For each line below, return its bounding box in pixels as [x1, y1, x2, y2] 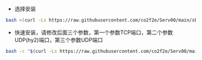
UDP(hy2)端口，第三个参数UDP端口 [14, 36, 103, 43]
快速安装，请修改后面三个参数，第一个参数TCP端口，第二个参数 [14, 29, 173, 36]
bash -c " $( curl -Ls [5, 48, 58, 54]
